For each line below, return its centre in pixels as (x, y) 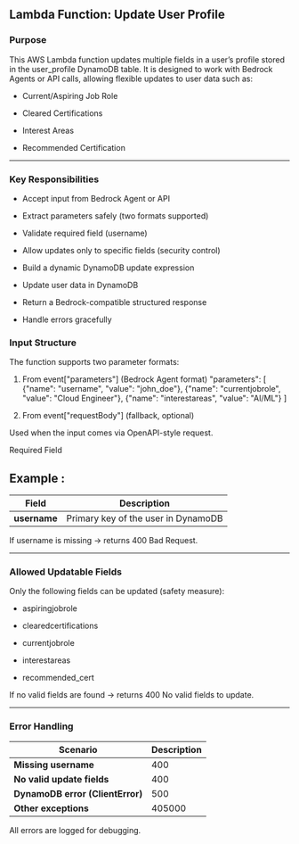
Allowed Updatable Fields (66, 572)
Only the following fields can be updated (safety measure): (117, 592)
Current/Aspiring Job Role (70, 95)
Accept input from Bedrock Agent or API (96, 198)
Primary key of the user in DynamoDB (145, 518)
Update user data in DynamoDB (80, 285)
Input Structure (43, 343)
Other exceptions (51, 808)
